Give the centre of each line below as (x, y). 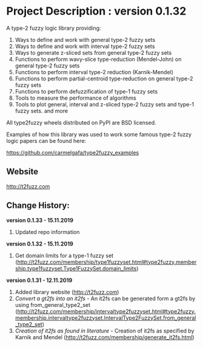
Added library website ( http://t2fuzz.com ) (67, 292)
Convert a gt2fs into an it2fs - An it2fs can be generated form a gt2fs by (105, 298)
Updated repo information (47, 232)
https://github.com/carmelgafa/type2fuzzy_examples (73, 153)
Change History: (38, 206)
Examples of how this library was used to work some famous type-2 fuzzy (99, 134)
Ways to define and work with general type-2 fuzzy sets (85, 40)
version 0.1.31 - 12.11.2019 (39, 280)
